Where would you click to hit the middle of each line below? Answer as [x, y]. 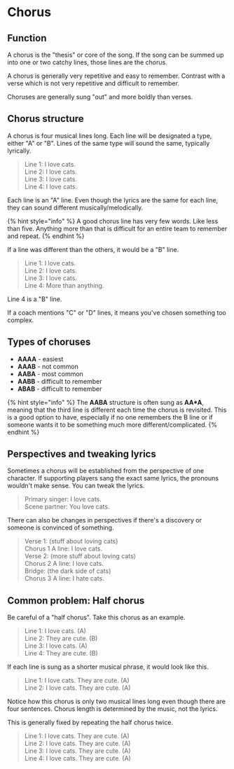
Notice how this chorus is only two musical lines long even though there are [117, 702]
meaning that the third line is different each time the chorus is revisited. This [117, 410]
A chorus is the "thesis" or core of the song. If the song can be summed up [116, 55]
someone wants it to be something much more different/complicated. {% [112, 424]
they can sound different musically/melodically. [75, 207]
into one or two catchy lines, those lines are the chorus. [87, 62]
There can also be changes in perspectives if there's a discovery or [104, 520]
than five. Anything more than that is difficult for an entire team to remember [117, 228]
